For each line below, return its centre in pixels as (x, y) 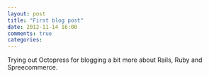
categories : (25, 40)
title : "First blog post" (45, 20)
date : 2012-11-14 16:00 (43, 27)
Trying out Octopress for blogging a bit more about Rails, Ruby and (105, 60)
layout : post (27, 14)
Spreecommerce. (33, 67)
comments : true (30, 33)
